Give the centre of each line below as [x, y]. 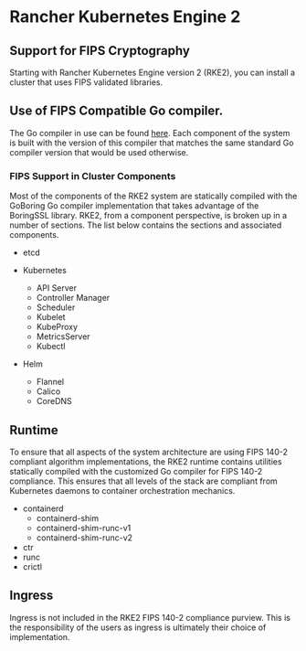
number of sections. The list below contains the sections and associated [146, 225]
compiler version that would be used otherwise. [99, 152]
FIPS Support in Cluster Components [93, 176]
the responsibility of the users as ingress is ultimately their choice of [138, 627]
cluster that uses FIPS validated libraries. [86, 82]
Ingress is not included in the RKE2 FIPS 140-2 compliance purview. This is [150, 617]
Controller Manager [73, 298]
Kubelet [51, 317]
